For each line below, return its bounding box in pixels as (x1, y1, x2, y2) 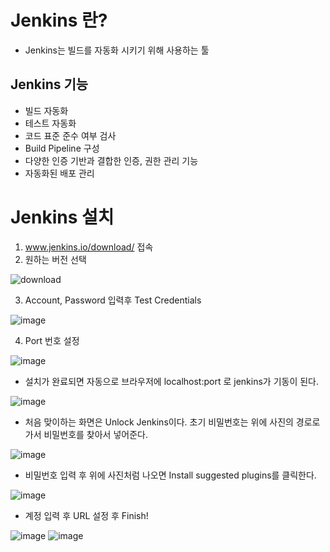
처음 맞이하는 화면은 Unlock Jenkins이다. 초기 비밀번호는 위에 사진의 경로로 (24, 416, 321, 428)
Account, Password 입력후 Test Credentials (24, 294, 202, 306)
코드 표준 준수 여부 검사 (24, 129, 117, 141)
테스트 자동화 (24, 117, 77, 129)
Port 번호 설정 (24, 334, 80, 346)
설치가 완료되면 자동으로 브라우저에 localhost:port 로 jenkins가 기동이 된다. (24, 375, 320, 387)
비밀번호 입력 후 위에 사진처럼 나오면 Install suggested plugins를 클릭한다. (24, 469, 317, 481)
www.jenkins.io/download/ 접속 (24, 241, 154, 253)
